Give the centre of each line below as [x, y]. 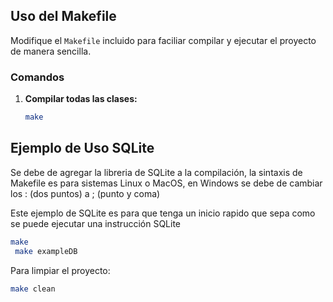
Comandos [37, 77]
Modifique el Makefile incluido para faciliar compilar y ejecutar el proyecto [163, 40]
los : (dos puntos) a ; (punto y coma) [85, 193]
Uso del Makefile [63, 16]
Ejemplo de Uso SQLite [82, 148]
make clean [33, 289]
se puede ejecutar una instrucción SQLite [96, 223]
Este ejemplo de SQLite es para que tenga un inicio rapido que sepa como [163, 213]
